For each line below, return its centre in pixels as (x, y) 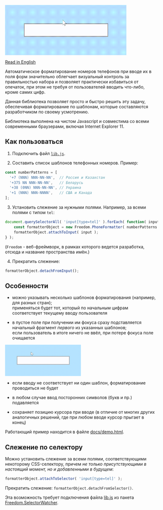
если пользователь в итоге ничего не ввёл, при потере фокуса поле (83, 333)
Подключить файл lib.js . (39, 153)
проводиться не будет (35, 388)
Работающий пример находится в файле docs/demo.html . (65, 432)
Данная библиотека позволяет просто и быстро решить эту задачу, (75, 101)
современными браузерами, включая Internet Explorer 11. (65, 126)
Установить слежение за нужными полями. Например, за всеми (79, 207)
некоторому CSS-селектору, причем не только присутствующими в (76, 464)
